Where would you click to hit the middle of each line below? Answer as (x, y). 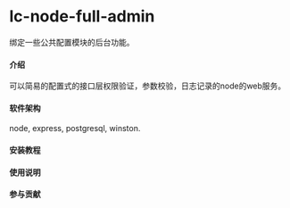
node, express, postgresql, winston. (75, 129)
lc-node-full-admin (82, 17)
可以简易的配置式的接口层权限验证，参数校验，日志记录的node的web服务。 (148, 86)
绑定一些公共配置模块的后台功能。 (72, 42)
